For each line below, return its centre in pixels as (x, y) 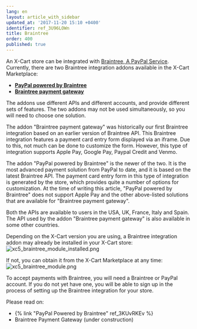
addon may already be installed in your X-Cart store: (70, 242)
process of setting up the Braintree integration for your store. (80, 290)
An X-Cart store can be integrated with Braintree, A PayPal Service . (88, 61)
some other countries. (33, 225)
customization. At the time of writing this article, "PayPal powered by (89, 188)
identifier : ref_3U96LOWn (38, 28)
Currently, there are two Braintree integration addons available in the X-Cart (98, 67)
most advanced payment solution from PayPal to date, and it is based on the (98, 169)
